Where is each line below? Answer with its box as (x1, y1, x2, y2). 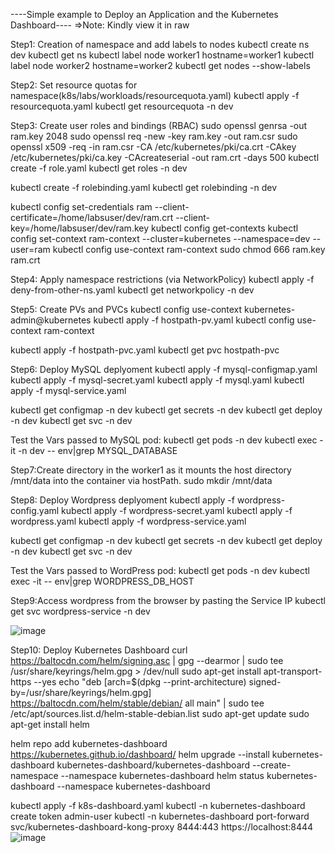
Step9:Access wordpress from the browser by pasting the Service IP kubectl (10, 595, 326, 606)
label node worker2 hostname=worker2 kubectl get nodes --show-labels (10, 60, 311, 71)
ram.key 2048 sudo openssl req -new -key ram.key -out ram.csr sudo (10, 130, 298, 142)
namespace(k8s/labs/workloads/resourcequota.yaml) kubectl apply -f (10, 90, 300, 101)
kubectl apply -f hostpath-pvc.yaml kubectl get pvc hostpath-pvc (10, 344, 280, 356)
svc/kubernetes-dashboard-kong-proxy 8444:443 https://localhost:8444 (10, 821, 314, 833)
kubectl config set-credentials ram (10, 201, 153, 213)
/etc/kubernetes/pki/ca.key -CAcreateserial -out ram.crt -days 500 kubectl (10, 152, 320, 163)
